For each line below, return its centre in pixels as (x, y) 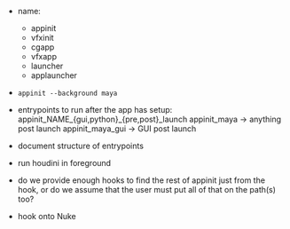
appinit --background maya (67, 93)
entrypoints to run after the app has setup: (95, 110)
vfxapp (44, 56)
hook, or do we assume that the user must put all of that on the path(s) (147, 190)
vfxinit (43, 38)
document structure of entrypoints (81, 146)
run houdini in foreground (64, 163)
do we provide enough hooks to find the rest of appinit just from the (141, 180)
